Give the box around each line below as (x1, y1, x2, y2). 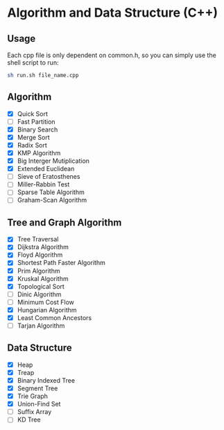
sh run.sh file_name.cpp (7, 72, 79, 79)
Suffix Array (17, 408, 52, 416)
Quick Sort (17, 109, 49, 118)
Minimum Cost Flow (17, 298, 75, 306)
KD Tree (17, 415, 41, 424)
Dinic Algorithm (17, 290, 62, 298)
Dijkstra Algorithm (17, 243, 69, 251)
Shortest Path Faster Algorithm (17, 259, 105, 267)
